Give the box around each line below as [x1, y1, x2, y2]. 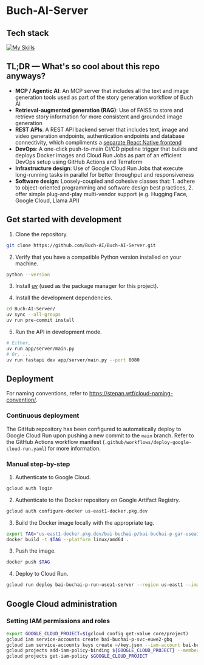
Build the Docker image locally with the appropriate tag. [15, 519, 155, 526]
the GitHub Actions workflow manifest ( [6, 438, 105, 445]
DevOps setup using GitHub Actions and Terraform [15, 158, 143, 165]
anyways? [6, 71, 46, 81]
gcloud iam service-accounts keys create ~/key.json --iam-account [6, 642, 181, 648]
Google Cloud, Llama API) [15, 197, 80, 204]
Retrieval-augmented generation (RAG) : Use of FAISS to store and [15, 106, 183, 114]
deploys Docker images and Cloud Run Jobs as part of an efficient [15, 151, 182, 159]
